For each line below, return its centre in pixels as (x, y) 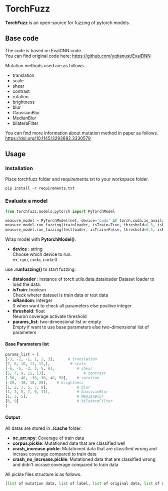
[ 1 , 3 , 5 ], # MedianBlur (54, 397)
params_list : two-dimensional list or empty (57, 322)
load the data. (27, 284)
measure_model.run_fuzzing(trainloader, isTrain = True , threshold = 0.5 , (80, 225)
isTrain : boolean (29, 290)
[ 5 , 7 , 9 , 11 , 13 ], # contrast (56, 373)
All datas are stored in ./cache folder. (43, 428)
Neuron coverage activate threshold (49, 316)
